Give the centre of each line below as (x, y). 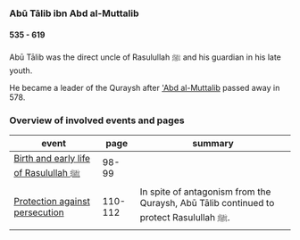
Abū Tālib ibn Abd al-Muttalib (74, 13)
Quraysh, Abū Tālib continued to (207, 203)
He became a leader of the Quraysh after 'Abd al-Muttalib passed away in (145, 88)
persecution (39, 212)
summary (213, 144)
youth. (21, 70)
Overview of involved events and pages (97, 120)
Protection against (52, 202)
